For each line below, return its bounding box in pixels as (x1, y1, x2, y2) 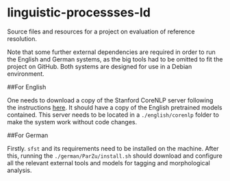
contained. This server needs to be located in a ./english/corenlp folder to (7, 111, 219, 119)
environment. (7, 70, 44, 78)
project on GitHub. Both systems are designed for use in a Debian (7, 62, 192, 70)
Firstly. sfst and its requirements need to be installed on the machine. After (7, 144, 219, 152)
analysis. (7, 166, 32, 174)
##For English (7, 83, 47, 91)
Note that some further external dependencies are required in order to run (7, 48, 216, 56)
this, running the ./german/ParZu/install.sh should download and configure (7, 152, 222, 160)
